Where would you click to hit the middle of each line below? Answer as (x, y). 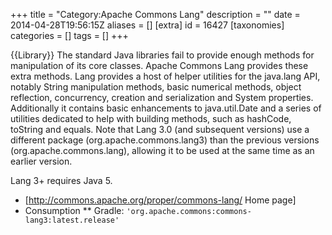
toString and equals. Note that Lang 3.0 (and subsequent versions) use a (160, 129)
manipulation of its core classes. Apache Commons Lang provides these (159, 65)
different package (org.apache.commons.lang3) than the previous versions (165, 140)
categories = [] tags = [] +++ (69, 35)
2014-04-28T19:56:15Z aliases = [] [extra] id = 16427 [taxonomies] (147, 25)
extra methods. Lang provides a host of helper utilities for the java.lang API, (165, 76)
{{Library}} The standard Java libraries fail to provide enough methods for (162, 55)
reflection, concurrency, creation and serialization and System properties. (162, 97)
